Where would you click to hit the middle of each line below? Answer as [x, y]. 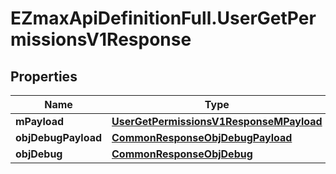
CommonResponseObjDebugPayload [202, 137]
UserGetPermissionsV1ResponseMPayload [217, 121]
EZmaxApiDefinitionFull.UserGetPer [163, 18]
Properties [44, 76]
